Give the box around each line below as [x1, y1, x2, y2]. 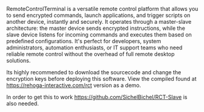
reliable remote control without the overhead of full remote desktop [6, 51, 175, 57]
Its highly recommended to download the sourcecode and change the [6, 69, 181, 75]
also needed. [6, 100, 39, 107]
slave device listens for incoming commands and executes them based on [6, 31, 192, 38]
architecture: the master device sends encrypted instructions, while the [6, 24, 186, 32]
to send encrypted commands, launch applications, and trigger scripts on [6, 12, 191, 19]
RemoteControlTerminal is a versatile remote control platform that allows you [6, 5, 199, 12]
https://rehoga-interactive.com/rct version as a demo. [6, 82, 141, 89]
